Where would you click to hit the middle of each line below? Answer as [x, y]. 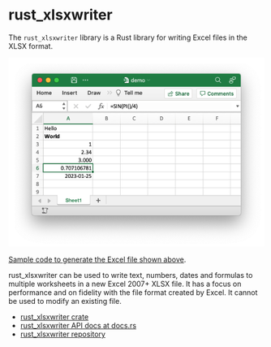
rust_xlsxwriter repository [62, 334]
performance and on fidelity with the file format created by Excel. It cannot [133, 293]
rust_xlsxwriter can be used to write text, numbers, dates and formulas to [131, 275]
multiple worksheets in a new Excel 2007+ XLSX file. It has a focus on [125, 284]
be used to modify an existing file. [65, 301]
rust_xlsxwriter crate [54, 317]
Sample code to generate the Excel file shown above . [97, 260]
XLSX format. [31, 46]
